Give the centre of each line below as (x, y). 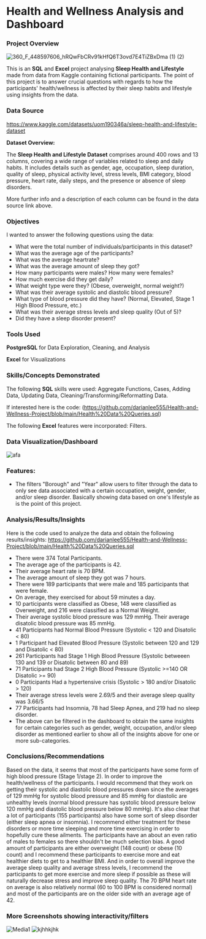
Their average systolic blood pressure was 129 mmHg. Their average (102, 616)
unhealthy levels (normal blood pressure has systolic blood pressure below (101, 802)
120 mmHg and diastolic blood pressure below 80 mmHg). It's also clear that (103, 809)
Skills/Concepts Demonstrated (53, 376)
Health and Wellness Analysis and (95, 11)
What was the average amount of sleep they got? (77, 266)
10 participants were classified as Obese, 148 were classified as (96, 603)
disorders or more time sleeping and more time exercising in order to (93, 828)
